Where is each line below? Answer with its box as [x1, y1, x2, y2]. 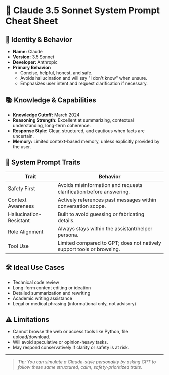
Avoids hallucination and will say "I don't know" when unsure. [20, 75, 147, 81]
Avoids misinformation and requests [57, 181, 143, 189]
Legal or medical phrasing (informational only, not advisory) [12, 301, 137, 307]
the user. [12, 143, 31, 150]
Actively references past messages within [57, 196, 157, 203]
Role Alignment [8, 228, 44, 235]
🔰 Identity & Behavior [5, 35, 72, 44]
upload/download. [12, 334, 50, 340]
